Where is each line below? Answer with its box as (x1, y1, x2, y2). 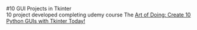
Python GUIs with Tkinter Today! (6, 18, 85, 24)
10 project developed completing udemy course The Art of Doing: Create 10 (6, 11, 191, 18)
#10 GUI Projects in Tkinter (6, 5, 72, 12)
